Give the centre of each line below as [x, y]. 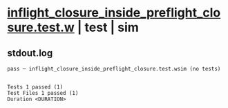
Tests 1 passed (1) [35, 87]
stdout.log [30, 53]
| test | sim [108, 27]
